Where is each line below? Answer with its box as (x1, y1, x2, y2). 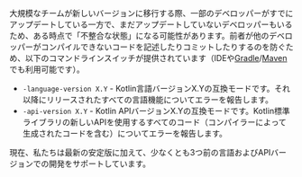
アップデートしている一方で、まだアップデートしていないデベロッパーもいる (9, 19, 293, 30)
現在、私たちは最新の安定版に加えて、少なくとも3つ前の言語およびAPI (9, 147, 271, 157)
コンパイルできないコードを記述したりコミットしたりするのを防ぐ (40, 41, 286, 52)
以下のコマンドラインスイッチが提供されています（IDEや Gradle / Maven (24, 53, 288, 63)
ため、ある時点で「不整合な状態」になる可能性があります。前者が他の (9, 31, 270, 40)
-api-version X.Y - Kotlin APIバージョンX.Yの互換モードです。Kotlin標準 (22, 106, 290, 116)
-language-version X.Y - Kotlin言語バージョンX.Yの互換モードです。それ (22, 84, 291, 93)
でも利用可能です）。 (9, 64, 85, 75)
